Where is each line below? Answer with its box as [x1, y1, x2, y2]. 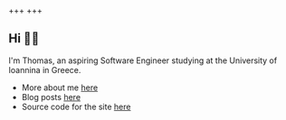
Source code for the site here [21, 101, 131, 112]
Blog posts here [21, 91, 81, 102]
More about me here [21, 82, 99, 93]
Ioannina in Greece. [8, 64, 81, 75]
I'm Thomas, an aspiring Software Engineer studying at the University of [8, 55, 278, 66]
